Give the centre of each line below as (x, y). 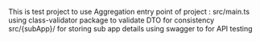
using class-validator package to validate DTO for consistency (111, 20)
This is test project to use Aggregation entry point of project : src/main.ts (129, 12)
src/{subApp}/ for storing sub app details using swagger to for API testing (130, 29)
